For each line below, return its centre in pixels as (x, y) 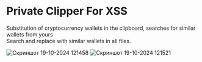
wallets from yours (30, 34)
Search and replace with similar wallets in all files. (69, 41)
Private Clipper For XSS (67, 11)
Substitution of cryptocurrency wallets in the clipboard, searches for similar (101, 28)
